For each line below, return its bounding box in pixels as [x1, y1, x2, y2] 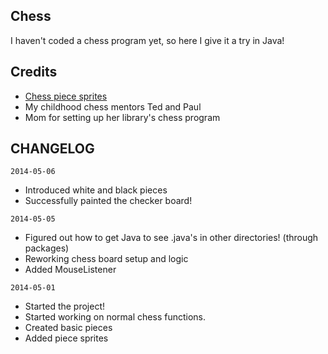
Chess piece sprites [24, 90, 108, 102]
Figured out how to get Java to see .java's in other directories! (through [24, 232, 319, 244]
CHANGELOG [10, 140, 95, 158]
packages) [24, 242, 70, 254]
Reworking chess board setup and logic [24, 253, 189, 265]
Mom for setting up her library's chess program [24, 111, 221, 123]
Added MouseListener [24, 264, 117, 276]
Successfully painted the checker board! [24, 195, 193, 207]
